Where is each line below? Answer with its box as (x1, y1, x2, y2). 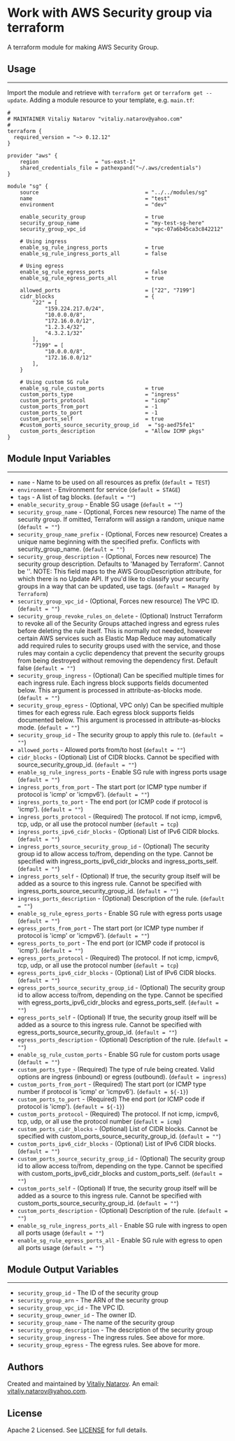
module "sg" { (7, 183, 49, 190)
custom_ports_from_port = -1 (20, 403, 158, 410)
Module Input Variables (7, 453, 111, 464)
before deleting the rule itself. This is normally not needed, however (17, 626, 213, 634)
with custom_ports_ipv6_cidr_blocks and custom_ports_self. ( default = (17, 1169, 222, 1177)
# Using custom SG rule (20, 378, 90, 385)
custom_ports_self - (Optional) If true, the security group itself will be (17, 1184, 218, 1192)
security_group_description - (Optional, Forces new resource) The (17, 552, 211, 560)
